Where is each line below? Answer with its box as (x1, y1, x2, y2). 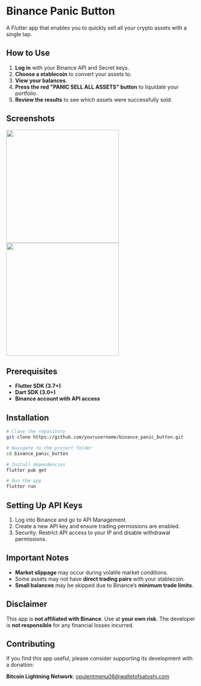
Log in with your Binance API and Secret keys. (14, 64, 130, 71)
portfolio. (14, 89, 38, 97)
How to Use (6, 48, 50, 58)
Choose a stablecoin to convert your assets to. (14, 70, 132, 78)
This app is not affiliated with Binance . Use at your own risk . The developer (6, 615, 196, 622)
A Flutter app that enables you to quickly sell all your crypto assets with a (6, 24, 187, 31)
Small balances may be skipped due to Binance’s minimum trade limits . (14, 581, 194, 588)
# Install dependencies (6, 461, 66, 467)
